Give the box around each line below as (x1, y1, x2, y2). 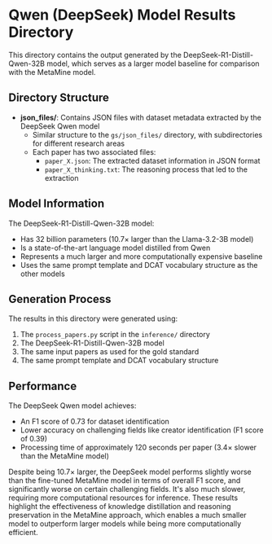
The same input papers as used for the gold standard (20, 347, 200, 357)
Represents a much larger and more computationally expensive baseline (20, 251, 263, 261)
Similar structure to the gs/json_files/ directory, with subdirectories (32, 129, 263, 139)
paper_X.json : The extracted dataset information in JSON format (44, 156, 261, 165)
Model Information (8, 197, 105, 211)
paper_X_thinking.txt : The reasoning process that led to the (44, 165, 248, 174)
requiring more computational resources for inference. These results (8, 493, 239, 502)
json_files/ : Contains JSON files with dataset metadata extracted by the (20, 112, 262, 122)
